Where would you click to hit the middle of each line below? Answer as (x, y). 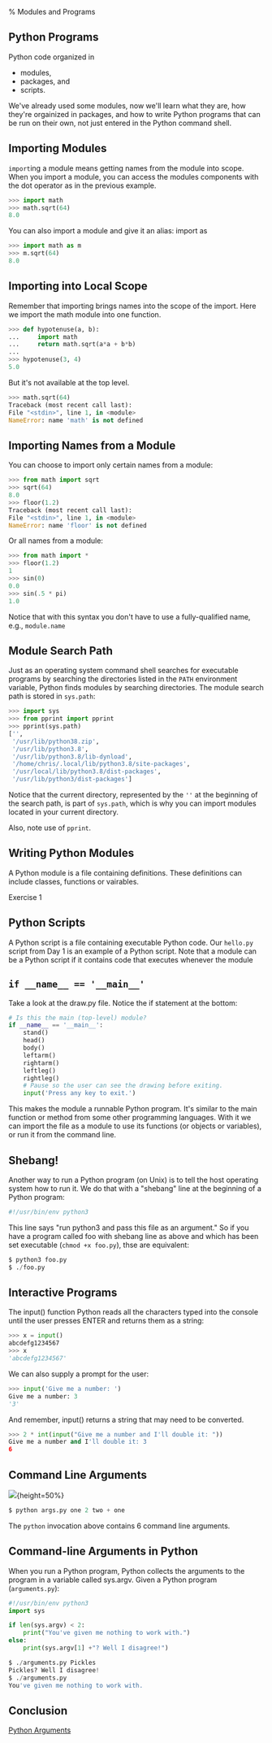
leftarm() (40, 1055)
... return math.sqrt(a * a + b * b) (72, 345)
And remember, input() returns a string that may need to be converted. (126, 1419)
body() (34, 1048)
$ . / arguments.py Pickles (52, 1663)
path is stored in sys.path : (52, 696)
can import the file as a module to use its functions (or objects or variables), (135, 1126)
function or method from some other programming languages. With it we (130, 1118)
